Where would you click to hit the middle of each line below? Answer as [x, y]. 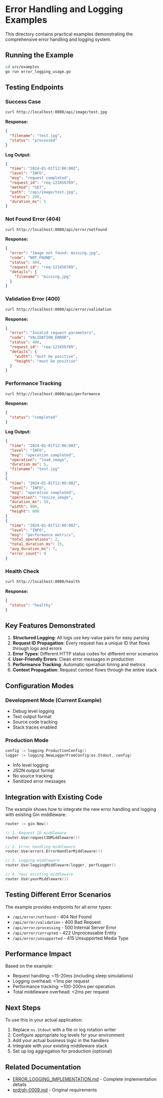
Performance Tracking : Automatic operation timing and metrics [79, 665]
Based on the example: [29, 966]
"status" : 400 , [26, 342]
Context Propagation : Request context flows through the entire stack [85, 670]
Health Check [22, 571]
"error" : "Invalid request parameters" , [53, 333]
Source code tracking [35, 722]
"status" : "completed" [34, 417]
